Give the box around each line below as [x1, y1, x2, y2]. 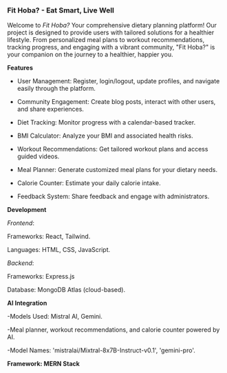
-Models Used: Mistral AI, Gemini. [7, 312, 103, 321]
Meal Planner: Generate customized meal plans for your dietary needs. [17, 166, 218, 174]
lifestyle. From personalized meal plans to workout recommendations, [7, 36, 205, 44]
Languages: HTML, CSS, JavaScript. [7, 246, 111, 254]
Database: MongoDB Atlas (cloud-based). [7, 286, 126, 294]
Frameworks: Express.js [7, 273, 75, 281]
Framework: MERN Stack [7, 360, 80, 368]
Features [7, 64, 33, 72]
